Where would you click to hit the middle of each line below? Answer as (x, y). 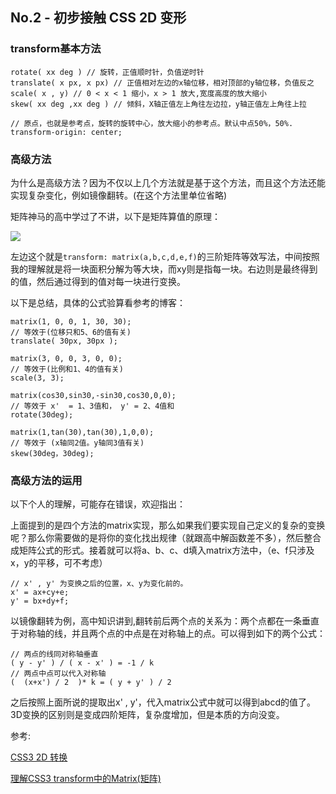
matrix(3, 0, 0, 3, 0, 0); (66, 358)
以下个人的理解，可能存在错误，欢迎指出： (98, 504)
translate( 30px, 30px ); (64, 341)
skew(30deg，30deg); (52, 453)
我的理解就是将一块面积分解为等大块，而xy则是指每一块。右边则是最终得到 (164, 269)
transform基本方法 (56, 49)
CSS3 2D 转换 (39, 757)
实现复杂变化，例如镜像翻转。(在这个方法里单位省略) (119, 195)
